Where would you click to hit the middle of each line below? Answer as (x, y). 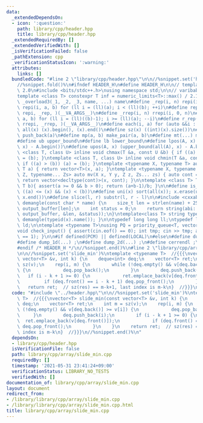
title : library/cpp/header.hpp (56, 34)
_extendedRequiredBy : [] (43, 40)
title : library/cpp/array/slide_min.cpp (58, 411)
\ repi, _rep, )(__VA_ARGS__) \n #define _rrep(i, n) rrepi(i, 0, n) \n (107, 113)
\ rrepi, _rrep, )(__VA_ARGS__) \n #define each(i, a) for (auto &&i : (107, 124)
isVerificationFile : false (46, 349)
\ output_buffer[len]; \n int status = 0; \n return (90, 208)
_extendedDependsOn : (37, 18)
